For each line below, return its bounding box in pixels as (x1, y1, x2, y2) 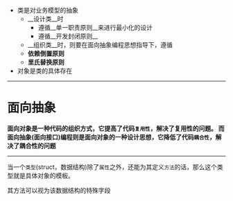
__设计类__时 (27, 15, 64, 23)
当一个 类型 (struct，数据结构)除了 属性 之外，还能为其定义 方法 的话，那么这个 (7, 162, 217, 171)
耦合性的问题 (19, 141, 56, 150)
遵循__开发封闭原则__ (37, 32, 98, 40)
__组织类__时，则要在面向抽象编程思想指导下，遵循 (27, 41, 173, 49)
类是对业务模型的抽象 (17, 6, 78, 14)
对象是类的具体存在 (17, 67, 73, 75)
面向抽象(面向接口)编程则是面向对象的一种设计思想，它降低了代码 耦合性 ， (7, 132, 216, 141)
